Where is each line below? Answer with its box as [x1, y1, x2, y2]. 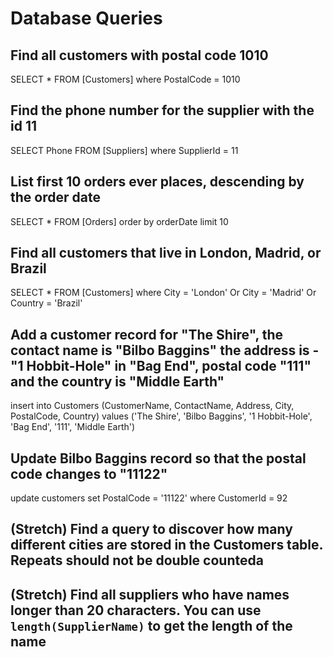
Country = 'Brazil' [10, 297, 83, 309]
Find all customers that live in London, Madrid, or [10, 245, 322, 262]
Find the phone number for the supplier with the [10, 102, 315, 119]
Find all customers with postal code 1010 [10, 47, 269, 64]
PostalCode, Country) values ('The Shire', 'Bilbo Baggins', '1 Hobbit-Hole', [10, 410, 313, 422]
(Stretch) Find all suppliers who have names [10, 586, 290, 603]
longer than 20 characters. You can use [10, 602, 262, 619]
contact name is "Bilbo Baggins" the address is [10, 342, 310, 359]
